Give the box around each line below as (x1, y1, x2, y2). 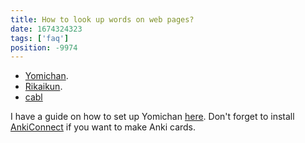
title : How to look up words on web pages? (10, 14, 195, 25)
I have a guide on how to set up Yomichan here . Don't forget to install (10, 111, 295, 123)
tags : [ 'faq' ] (10, 33, 70, 43)
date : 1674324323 (10, 24, 83, 34)
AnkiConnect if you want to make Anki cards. (10, 121, 197, 133)
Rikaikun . (24, 81, 63, 93)
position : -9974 (10, 42, 78, 53)
